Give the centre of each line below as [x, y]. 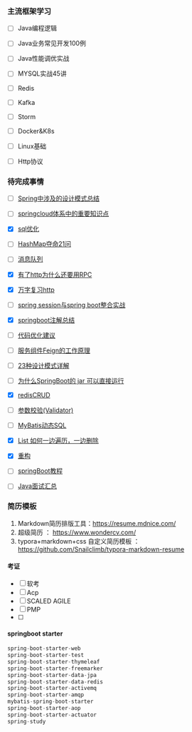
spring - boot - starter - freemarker [55, 669]
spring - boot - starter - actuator [52, 715]
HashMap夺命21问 [44, 244]
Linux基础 [32, 146]
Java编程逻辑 [37, 28]
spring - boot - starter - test [46, 655]
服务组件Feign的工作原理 [54, 350]
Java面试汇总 [37, 486]
